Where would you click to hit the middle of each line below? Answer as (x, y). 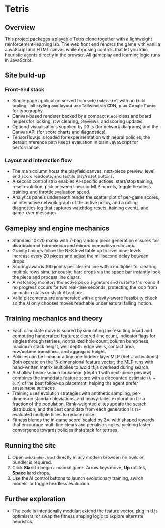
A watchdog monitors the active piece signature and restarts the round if (86, 282)
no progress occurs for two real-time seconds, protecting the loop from (84, 287)
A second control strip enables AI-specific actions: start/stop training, (83, 181)
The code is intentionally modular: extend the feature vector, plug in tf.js (85, 511)
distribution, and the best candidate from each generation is (73, 409)
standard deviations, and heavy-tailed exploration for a (90, 398)
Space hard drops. (31, 473)
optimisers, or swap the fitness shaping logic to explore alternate (78, 516)
